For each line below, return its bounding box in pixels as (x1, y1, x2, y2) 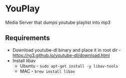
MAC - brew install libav (19, 68, 75, 74)
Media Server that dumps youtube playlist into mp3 (5, 19, 111, 25)
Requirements (5, 34, 50, 42)
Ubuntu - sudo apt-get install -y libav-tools (19, 63, 118, 69)
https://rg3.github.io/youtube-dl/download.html (12, 52, 110, 58)
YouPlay (5, 3, 40, 14)
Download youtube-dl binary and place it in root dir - (12, 47, 121, 53)
